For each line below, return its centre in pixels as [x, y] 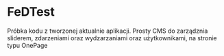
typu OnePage [27, 45]
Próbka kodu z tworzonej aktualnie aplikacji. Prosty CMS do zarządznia [108, 31]
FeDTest [31, 12]
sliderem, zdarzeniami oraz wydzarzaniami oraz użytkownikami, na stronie [112, 38]
